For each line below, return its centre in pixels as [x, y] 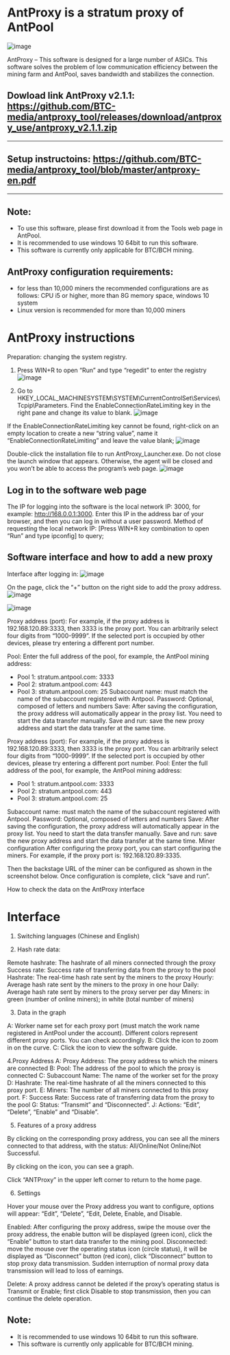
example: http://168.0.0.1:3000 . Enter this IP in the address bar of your [105, 513]
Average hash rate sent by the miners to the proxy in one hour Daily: [103, 984]
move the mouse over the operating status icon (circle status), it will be [107, 1249]
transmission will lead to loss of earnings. [65, 1271]
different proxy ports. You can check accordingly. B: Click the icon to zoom [113, 1040]
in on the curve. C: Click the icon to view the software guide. [92, 1047]
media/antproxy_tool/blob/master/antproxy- [104, 170]
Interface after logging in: [43, 574]
